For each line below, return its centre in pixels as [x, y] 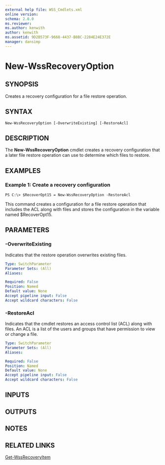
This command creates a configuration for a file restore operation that [76, 204]
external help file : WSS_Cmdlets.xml [44, 10]
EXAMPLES [23, 171]
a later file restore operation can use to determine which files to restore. [78, 155]
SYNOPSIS [22, 84]
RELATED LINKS [30, 445]
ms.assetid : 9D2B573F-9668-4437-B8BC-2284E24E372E [58, 37]
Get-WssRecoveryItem [28, 457]
